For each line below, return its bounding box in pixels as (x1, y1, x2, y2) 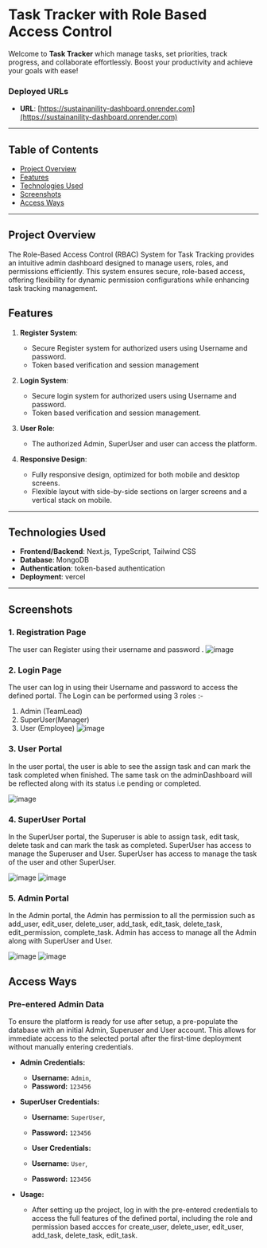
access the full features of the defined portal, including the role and (31, 1214, 253, 1223)
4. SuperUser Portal (8, 814, 86, 825)
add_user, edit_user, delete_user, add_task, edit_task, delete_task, (8, 919, 222, 929)
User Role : (19, 423, 56, 433)
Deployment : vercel (19, 572, 86, 582)
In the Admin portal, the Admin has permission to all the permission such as (8, 911, 256, 920)
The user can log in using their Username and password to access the (8, 683, 238, 693)
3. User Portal (8, 744, 62, 755)
